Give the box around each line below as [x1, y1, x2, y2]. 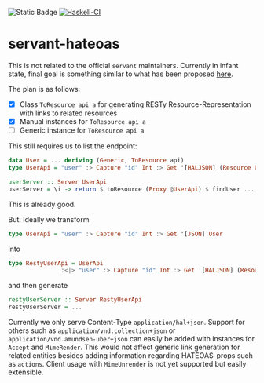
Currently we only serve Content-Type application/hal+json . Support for [8, 318, 245, 326]
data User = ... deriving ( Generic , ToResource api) [8, 157, 185, 165]
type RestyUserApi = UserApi [8, 259, 104, 267]
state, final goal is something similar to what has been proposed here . [8, 69, 233, 78]
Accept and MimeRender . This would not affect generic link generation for [8, 342, 240, 352]
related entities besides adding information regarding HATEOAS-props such [8, 351, 254, 360]
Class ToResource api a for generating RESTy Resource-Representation [19, 99, 251, 109]
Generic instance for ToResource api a [19, 126, 145, 135]
